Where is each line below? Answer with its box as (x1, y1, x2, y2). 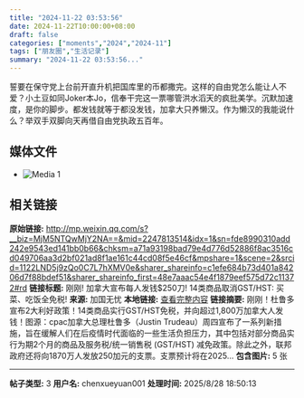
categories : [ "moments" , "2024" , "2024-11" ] (9, 38, 172, 48)
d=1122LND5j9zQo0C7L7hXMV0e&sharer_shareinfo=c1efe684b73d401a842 (9, 261, 294, 272)
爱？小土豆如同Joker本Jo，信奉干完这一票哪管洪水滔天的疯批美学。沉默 (9, 92, 278, 103)
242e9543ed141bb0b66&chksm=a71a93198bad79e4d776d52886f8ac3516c (9, 242, 294, 253)
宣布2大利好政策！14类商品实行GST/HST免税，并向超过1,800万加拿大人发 (9, 305, 284, 316)
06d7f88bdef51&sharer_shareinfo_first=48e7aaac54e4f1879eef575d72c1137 (9, 271, 295, 282)
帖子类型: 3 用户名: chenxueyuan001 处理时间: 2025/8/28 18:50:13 (9, 377, 257, 389)
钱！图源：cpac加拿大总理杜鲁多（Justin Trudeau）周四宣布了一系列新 (9, 316, 274, 327)
